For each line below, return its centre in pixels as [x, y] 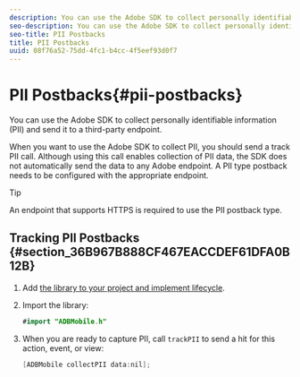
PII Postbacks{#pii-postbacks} [126, 95]
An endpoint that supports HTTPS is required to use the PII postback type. [146, 210]
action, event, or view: [63, 348]
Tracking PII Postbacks [75, 238]
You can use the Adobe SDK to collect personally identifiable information [143, 120]
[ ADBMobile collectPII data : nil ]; [86, 364]
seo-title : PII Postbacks [57, 34]
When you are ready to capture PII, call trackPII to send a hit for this [148, 338]
